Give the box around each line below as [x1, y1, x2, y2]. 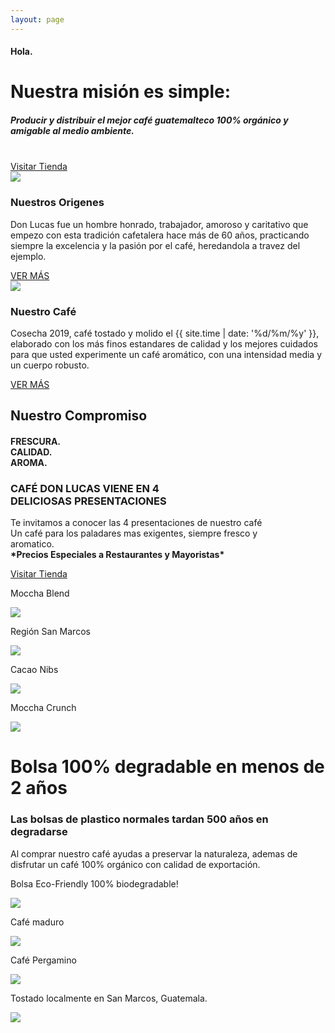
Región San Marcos [10, 626, 91, 638]
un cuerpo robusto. [10, 359, 90, 371]
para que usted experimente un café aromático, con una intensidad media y [10, 348, 323, 360]
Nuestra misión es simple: [10, 81, 232, 103]
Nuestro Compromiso [10, 407, 148, 425]
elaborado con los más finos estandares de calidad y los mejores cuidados [10, 337, 318, 350]
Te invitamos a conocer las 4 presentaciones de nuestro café [10, 517, 263, 529]
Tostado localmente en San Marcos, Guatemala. [10, 992, 208, 1004]
